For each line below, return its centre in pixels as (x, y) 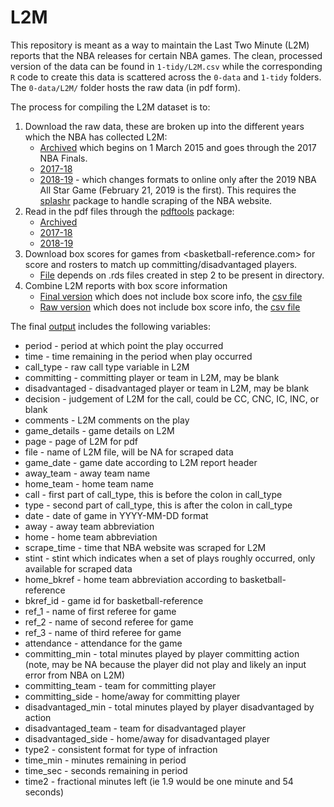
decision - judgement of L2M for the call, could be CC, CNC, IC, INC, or (172, 398)
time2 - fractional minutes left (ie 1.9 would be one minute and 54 (159, 781)
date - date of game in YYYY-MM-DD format (116, 515)
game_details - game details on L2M (99, 430)
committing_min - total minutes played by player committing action (162, 653)
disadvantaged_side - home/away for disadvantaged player (147, 738)
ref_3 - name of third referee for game (103, 632)
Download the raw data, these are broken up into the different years (164, 126)
